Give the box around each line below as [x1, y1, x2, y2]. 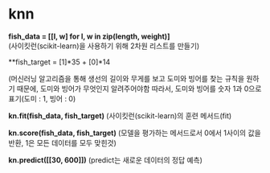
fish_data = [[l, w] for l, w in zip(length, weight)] [8, 31, 170, 41]
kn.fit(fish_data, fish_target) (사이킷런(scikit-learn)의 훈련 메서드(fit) [8, 110, 232, 121]
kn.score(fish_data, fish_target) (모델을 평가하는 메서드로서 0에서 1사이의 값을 [8, 128, 261, 138]
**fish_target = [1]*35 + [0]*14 [8, 57, 111, 67]
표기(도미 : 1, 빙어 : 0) [8, 93, 76, 103]
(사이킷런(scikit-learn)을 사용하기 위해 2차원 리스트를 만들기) [8, 41, 200, 51]
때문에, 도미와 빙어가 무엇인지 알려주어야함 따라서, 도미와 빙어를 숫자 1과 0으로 [16, 84, 262, 93]
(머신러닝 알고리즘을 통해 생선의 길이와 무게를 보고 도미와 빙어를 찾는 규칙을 [8, 73, 245, 83]
